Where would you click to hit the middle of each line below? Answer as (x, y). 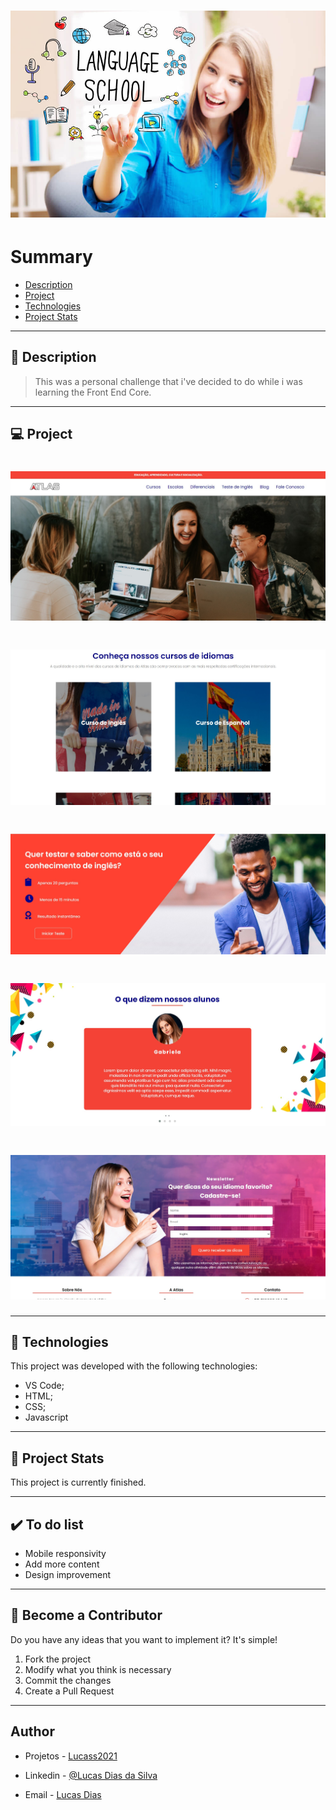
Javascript (46, 1417)
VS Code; (44, 1386)
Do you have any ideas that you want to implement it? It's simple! (144, 1639)
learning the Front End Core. (93, 392)
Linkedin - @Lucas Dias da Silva (91, 1775)
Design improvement (68, 1574)
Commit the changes (68, 1680)
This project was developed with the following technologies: (134, 1366)
